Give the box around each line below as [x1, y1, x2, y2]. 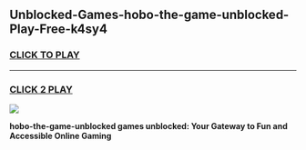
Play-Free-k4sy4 [9, 22, 107, 37]
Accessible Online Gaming [9, 130, 112, 141]
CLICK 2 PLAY [9, 83, 73, 95]
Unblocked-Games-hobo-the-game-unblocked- [9, 7, 290, 23]
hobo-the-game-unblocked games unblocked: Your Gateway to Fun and [9, 120, 289, 131]
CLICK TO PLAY [9, 49, 80, 62]
